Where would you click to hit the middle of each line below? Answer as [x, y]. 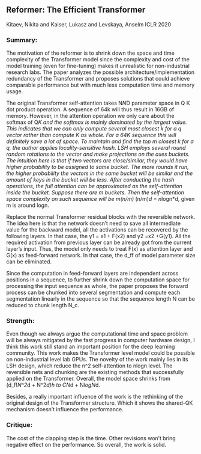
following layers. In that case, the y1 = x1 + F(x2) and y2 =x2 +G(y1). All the [98, 236]
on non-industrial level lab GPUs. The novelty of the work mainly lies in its [97, 360]
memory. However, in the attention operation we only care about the [90, 116]
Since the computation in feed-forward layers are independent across [92, 274]
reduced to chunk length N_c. [43, 305]
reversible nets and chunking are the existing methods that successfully [95, 372]
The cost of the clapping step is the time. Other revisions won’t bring [91, 438]
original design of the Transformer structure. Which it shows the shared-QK [100, 403]
